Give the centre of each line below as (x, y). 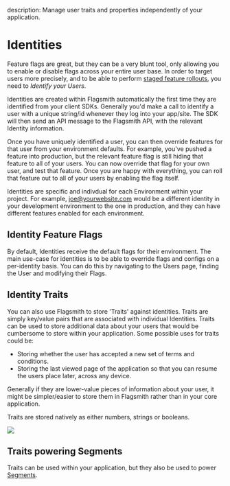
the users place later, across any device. (74, 375)
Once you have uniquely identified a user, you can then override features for (115, 141)
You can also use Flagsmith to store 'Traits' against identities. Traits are (108, 311)
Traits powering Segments (65, 451)
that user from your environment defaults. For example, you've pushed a (110, 149)
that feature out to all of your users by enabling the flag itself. (93, 178)
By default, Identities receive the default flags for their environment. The (109, 251)
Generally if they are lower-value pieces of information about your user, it (111, 389)
